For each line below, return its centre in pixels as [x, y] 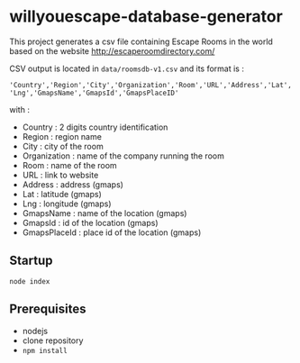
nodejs [35, 331]
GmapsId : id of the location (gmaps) [91, 222]
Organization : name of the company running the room [123, 156]
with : [19, 109]
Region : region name [62, 136]
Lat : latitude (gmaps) [62, 194]
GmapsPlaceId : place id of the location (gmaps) [112, 232]
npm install [45, 350]
